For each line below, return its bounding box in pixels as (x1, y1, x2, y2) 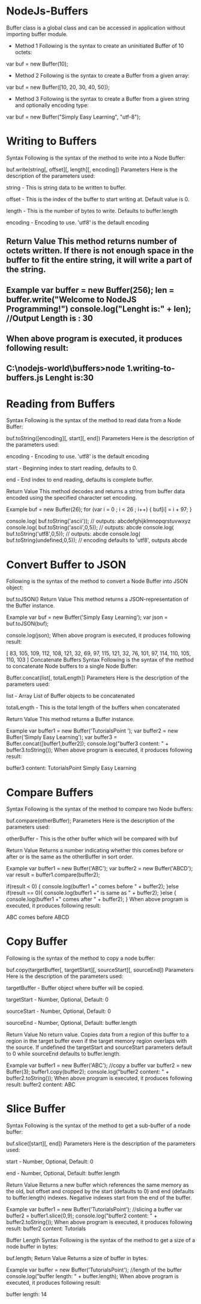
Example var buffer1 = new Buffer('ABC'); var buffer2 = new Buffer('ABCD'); (6, 865, 193, 872)
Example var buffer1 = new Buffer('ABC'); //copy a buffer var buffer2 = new (6, 1062, 192, 1069)
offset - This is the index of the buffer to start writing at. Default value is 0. (6, 195, 190, 203)
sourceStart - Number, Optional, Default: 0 (6, 1007, 111, 1015)
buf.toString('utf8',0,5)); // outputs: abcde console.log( (6, 531, 141, 538)
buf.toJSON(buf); (6, 620, 49, 627)
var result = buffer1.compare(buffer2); (6, 871, 100, 879)
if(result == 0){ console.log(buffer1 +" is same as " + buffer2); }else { (6, 889, 177, 897)
